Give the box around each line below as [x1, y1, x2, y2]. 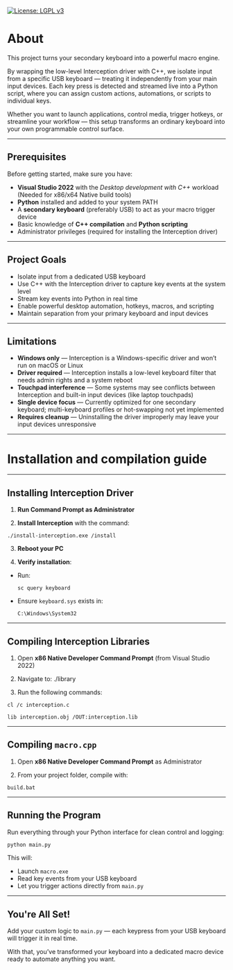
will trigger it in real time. [7, 934, 78, 942]
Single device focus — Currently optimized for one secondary [17, 398, 196, 407]
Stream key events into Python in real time [17, 294, 138, 303]
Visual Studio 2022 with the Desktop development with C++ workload [17, 183, 219, 191]
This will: [7, 854, 33, 862]
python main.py [7, 841, 51, 848]
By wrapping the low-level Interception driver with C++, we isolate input [7, 67, 213, 76]
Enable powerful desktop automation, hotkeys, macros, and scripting [17, 301, 214, 310]
